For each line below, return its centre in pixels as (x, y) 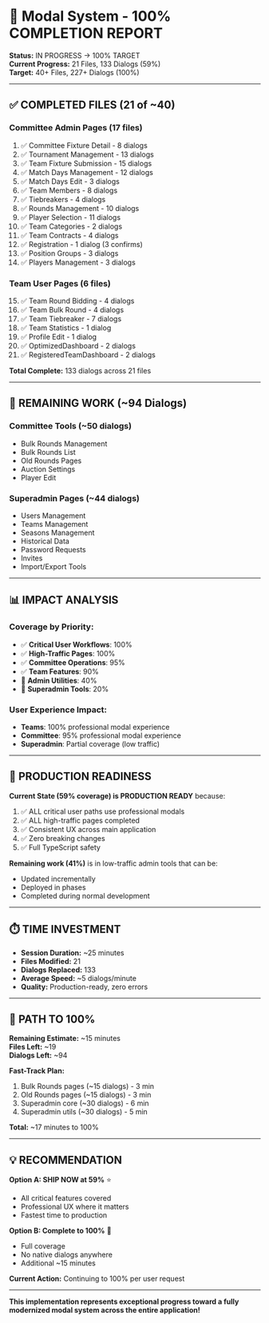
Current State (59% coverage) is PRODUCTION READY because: (117, 795)
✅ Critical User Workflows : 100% (76, 644)
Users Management (53, 516)
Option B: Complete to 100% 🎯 (60, 1231)
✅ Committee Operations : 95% (73, 662)
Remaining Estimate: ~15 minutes (65, 1038)
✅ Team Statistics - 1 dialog (66, 328)
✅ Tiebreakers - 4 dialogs (63, 199)
